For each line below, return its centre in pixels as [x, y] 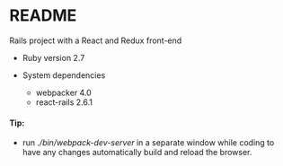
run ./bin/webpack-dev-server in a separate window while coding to [148, 143]
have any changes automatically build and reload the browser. [137, 153]
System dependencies [64, 75]
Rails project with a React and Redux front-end [96, 40]
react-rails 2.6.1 [64, 102]
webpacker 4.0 [63, 92]
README [43, 16]
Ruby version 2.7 [53, 57]
